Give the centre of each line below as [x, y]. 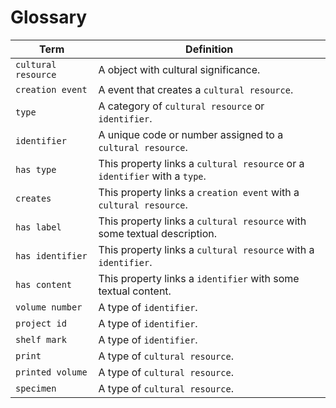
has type [36, 169]
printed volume [51, 372]
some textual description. [158, 233]
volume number [49, 307]
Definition [209, 49]
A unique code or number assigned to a [191, 134]
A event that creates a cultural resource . [196, 89]
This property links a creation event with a [199, 192]
